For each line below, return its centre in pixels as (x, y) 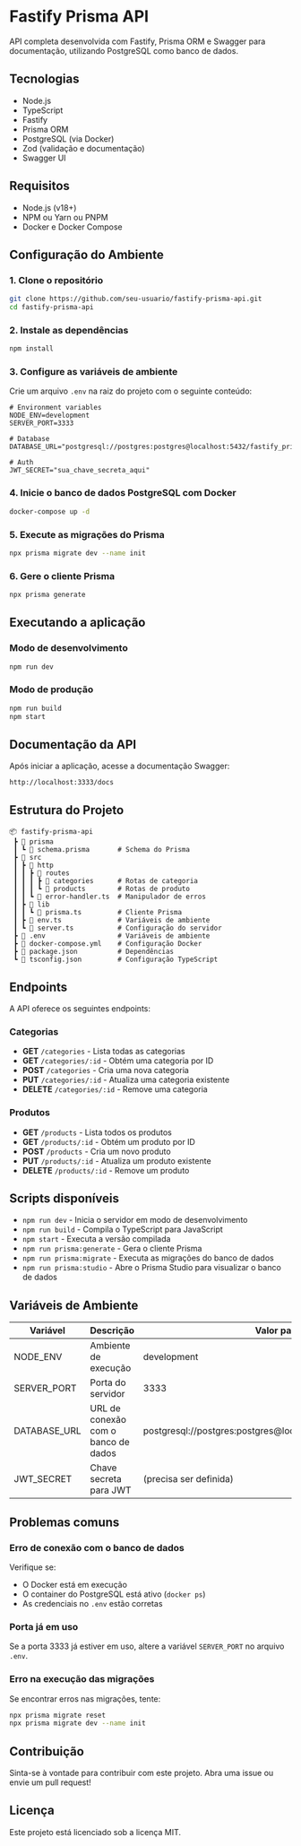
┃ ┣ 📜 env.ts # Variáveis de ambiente (112, 921)
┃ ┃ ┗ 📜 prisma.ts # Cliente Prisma (97, 913)
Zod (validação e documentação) (83, 148)
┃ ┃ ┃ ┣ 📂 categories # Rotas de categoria (106, 881)
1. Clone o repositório (56, 280)
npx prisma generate (48, 595)
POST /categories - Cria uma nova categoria (106, 1070)
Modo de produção (52, 689)
